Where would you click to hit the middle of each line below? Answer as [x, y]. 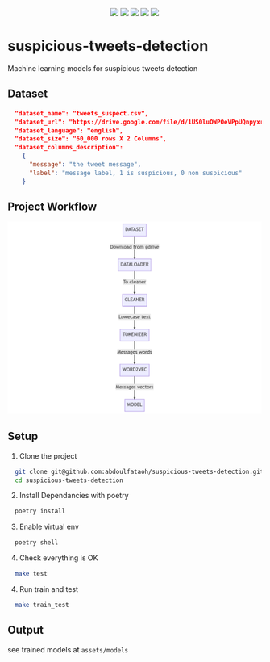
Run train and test [48, 589]
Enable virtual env [49, 527]
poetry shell [37, 543]
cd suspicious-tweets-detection [69, 480]
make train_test [42, 605]
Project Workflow [52, 207]
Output [25, 630]
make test [31, 574]
